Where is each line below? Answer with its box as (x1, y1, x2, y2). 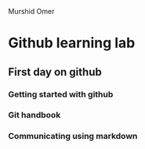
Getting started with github (8, 89, 114, 100)
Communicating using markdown (8, 131, 138, 142)
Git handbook (8, 110, 61, 121)
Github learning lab (8, 35, 136, 52)
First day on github (8, 65, 102, 78)
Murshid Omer (8, 7, 55, 16)
